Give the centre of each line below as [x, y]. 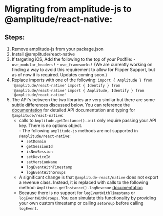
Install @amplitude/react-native [43, 54]
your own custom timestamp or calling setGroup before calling [81, 203]
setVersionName [41, 162]
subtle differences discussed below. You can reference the [71, 105]
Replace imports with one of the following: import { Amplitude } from [82, 80]
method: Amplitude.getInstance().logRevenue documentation [81, 188]
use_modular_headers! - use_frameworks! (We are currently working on [82, 64]
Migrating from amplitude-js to [68, 9]
